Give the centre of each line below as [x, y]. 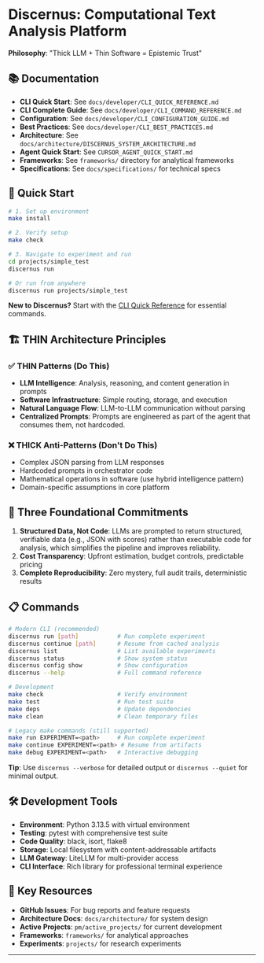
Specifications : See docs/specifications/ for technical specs [120, 168]
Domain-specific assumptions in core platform [95, 487]
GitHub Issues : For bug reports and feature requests [105, 909]
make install [29, 219]
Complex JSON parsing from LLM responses [92, 463]
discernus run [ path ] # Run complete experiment [107, 636]
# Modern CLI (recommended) [54, 629]
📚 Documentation [54, 79]
